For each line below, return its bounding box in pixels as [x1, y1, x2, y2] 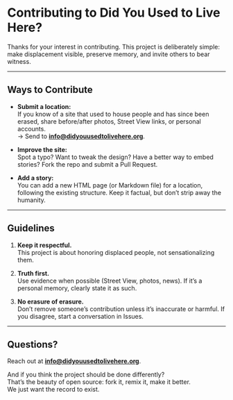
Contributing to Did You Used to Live [7, 5, 221, 21]
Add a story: [17, 174, 54, 182]
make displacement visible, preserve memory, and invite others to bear [7, 50, 210, 58]
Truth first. [17, 269, 50, 277]
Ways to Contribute [7, 84, 93, 96]
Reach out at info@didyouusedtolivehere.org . [7, 357, 141, 365]
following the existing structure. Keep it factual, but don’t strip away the [17, 188, 222, 197]
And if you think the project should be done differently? [7, 370, 165, 379]
